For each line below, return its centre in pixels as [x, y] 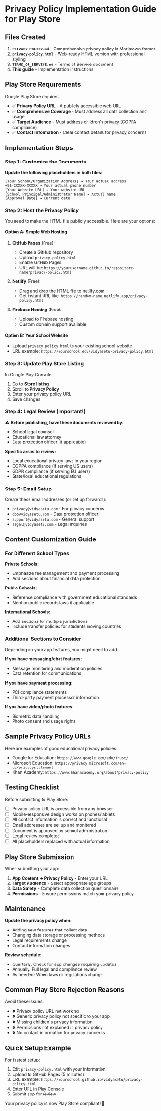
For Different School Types [37, 553]
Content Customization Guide [51, 539]
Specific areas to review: [30, 451]
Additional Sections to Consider [43, 639]
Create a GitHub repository [46, 252]
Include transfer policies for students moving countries [67, 626]
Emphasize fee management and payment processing [66, 573]
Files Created [25, 37]
